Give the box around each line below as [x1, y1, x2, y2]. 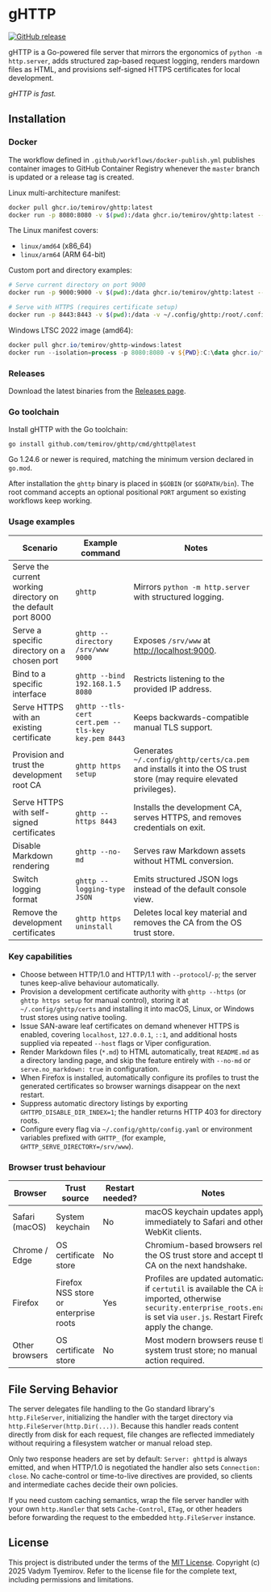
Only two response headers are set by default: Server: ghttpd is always [8, 1454, 248, 1463]
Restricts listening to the [133, 673, 225, 684]
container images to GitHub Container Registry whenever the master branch [8, 163, 260, 173]
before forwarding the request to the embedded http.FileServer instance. [8, 1512, 256, 1522]
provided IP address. [133, 683, 212, 694]
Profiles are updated [144, 1273, 222, 1285]
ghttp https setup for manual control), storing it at [19, 995, 189, 1005]
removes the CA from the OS [133, 917, 242, 928]
